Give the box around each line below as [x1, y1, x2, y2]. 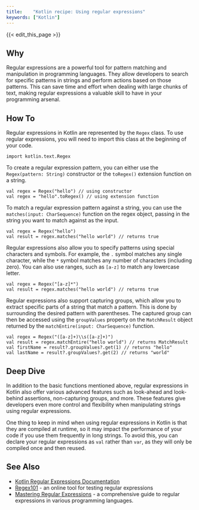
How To [6, 113, 35, 123]
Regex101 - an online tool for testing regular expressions [14, 484, 154, 491]
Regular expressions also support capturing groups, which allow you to [6, 297, 181, 304]
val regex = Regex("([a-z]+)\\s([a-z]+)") [6, 334, 114, 340]
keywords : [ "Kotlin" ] [6, 14, 60, 20]
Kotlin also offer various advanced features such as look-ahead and [6, 388, 173, 396]
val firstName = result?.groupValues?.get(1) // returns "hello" [6, 345, 172, 351]
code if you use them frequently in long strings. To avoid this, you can [6, 431, 178, 439]
